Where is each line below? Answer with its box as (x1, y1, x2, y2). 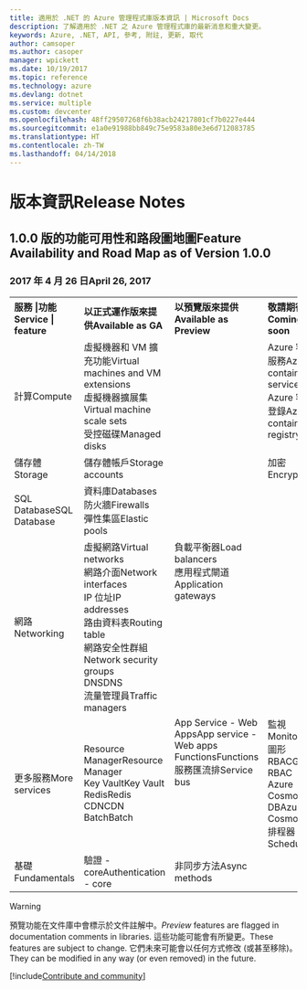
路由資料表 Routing (83, 616, 163, 629)
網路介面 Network (83, 566, 158, 579)
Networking (14, 627, 65, 640)
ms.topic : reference (9, 73, 89, 82)
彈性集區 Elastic (83, 512, 149, 525)
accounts (83, 468, 124, 481)
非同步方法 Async (174, 859, 248, 872)
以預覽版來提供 (174, 301, 239, 314)
